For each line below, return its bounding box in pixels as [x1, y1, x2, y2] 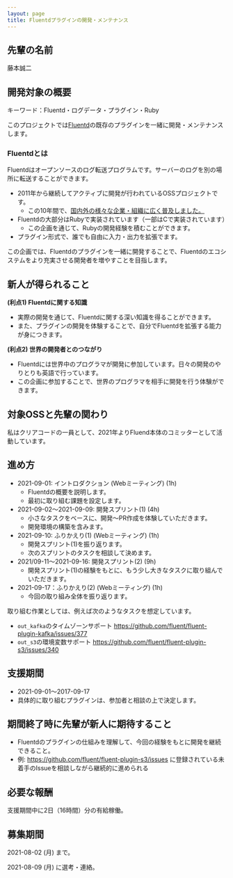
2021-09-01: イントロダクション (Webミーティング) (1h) [17, 479, 177, 487]
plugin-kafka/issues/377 [17, 629, 88, 637]
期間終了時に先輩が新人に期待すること [7, 718, 172, 731]
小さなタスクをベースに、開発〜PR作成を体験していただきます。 [27, 513, 211, 522]
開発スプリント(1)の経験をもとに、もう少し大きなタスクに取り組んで [27, 566, 223, 574]
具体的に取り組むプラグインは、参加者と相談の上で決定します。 [17, 696, 200, 704]
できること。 [17, 747, 54, 755]
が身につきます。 [17, 330, 66, 339]
